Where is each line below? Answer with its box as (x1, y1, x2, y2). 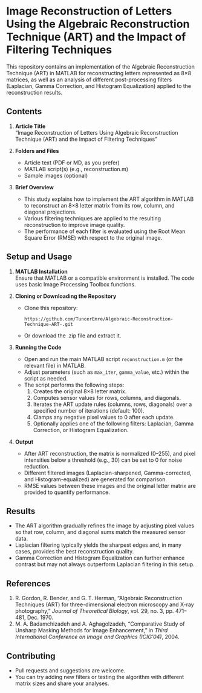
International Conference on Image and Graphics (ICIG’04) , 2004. (15, 633, 180, 641)
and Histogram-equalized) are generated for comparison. (24, 475, 168, 483)
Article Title (15, 123, 46, 130)
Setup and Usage (6, 252, 73, 262)
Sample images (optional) (24, 172, 88, 179)
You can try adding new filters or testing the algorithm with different (15, 674, 184, 680)
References (6, 578, 51, 589)
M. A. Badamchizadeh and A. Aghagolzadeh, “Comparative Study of (15, 620, 185, 627)
